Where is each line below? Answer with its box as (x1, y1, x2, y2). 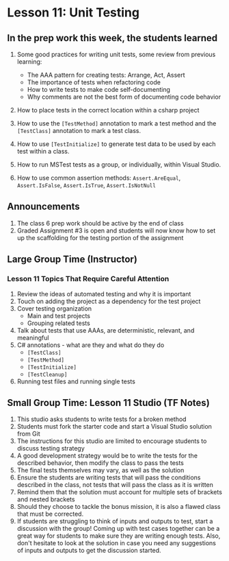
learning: (16, 58, 42, 66)
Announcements (7, 201, 80, 213)
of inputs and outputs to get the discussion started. (16, 547, 162, 555)
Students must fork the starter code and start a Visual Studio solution (16, 422, 212, 431)
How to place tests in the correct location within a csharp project (16, 106, 200, 114)
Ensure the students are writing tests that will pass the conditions (16, 473, 201, 481)
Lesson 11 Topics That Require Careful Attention (7, 274, 170, 284)
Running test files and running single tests (16, 377, 135, 385)
